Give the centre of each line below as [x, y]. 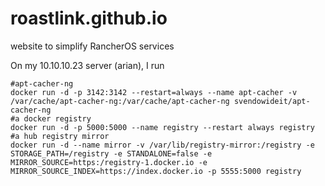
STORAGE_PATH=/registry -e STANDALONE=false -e [111, 153]
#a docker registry [51, 118]
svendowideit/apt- [272, 101]
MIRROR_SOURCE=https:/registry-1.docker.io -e [109, 162]
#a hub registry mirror [60, 136]
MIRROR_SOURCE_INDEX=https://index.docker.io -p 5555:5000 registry [156, 171]
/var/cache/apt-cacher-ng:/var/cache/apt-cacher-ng [120, 101]
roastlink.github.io [89, 18]
